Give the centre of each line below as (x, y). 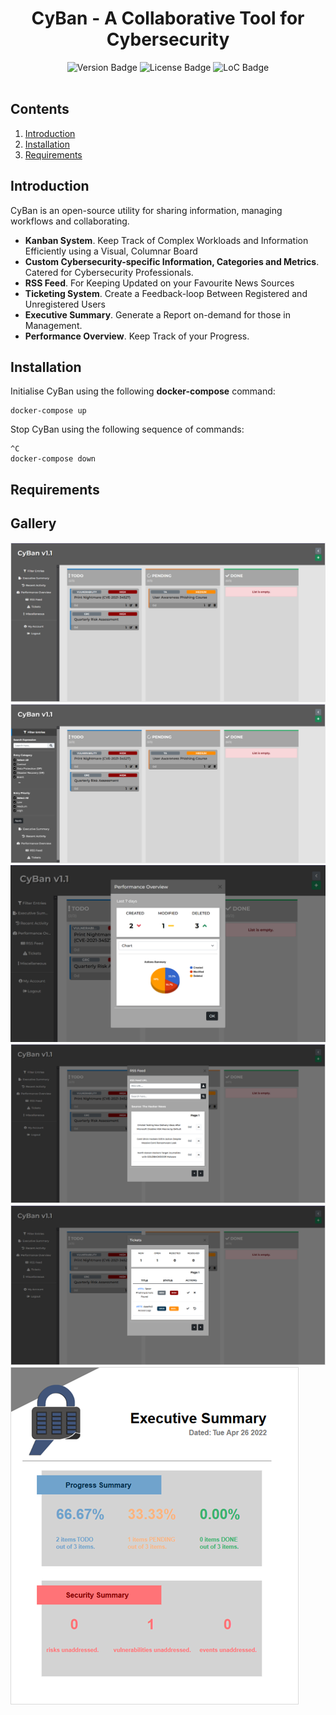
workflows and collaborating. (70, 221)
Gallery (33, 523)
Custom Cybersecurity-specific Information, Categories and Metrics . (172, 261)
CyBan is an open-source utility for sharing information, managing (146, 210)
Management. (53, 325)
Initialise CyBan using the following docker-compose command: (143, 391)
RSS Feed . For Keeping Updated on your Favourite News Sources (159, 283)
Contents (40, 109)
